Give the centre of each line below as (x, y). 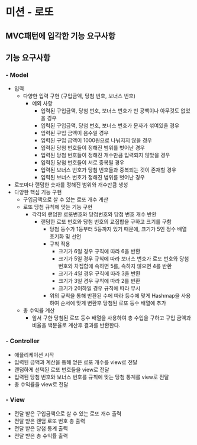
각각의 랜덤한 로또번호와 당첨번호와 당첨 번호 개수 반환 (94, 214)
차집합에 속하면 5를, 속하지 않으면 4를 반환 (123, 266)
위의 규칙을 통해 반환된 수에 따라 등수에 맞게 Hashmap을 (114, 296)
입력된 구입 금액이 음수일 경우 (75, 133)
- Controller (22, 341)
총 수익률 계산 (39, 311)
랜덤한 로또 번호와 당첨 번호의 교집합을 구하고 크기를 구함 (106, 222)
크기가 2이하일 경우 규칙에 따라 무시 (99, 288)
